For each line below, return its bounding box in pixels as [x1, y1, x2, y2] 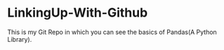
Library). [7, 35, 32, 43]
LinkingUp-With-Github [7, 5, 148, 21]
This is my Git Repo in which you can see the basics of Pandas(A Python [7, 28, 218, 36]
